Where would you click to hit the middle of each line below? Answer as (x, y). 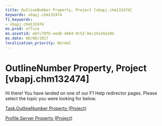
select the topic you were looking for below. (51, 98)
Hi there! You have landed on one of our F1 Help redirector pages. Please (81, 93)
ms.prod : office (22, 29)
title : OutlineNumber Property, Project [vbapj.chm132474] (69, 10)
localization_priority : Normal (38, 43)
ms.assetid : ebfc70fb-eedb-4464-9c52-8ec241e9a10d (60, 34)
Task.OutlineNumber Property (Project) (46, 108)
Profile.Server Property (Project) (39, 118)
